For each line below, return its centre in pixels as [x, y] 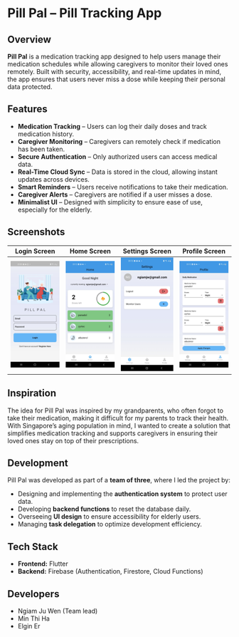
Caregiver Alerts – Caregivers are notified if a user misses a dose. [115, 195]
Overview [30, 40]
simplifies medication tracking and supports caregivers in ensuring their [113, 433]
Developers [33, 594]
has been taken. [41, 149]
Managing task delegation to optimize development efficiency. [110, 524]
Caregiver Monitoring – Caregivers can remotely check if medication [119, 141]
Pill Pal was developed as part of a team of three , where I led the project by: [119, 480]
